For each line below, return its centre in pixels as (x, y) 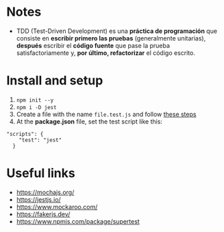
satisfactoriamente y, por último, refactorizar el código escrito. (106, 53)
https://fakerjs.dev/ (43, 214)
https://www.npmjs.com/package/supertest (78, 221)
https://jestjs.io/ (38, 199)
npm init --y (35, 100)
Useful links (41, 173)
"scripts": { (25, 134)
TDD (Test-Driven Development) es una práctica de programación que (116, 31)
